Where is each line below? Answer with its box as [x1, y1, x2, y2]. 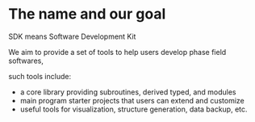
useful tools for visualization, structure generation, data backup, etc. [19, 104, 248, 114]
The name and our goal [8, 5, 166, 23]
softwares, [8, 56, 44, 65]
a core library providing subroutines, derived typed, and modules [19, 86, 236, 97]
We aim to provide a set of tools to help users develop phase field [8, 47, 227, 57]
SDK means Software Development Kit [8, 32, 136, 41]
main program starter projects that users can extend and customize [19, 95, 245, 105]
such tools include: [8, 71, 71, 81]
